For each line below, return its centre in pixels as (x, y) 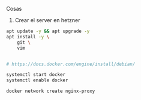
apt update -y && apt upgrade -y (48, 31)
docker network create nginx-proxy (51, 91)
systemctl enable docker (37, 80)
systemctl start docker (36, 75)
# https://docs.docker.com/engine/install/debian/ (71, 64)
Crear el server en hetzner (47, 20)
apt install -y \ (28, 37)
